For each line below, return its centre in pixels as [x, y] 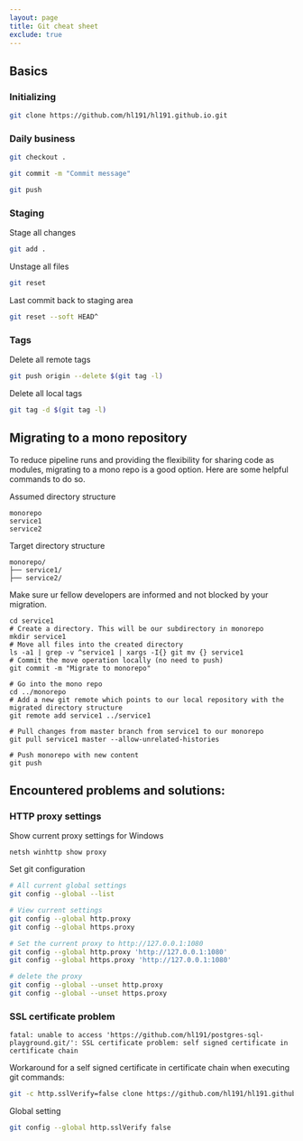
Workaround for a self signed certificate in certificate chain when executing [150, 1068]
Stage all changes [43, 233]
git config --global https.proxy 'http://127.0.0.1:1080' [120, 960]
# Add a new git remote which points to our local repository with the [147, 700]
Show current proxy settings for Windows [87, 836]
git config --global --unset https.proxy [88, 994]
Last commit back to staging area [71, 300]
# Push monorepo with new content [74, 755]
